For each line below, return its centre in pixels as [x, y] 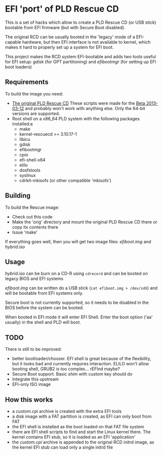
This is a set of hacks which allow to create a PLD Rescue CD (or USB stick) [81, 22]
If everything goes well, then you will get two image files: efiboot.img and [78, 241]
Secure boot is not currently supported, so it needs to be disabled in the [77, 303]
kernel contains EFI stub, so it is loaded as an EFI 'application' [74, 437]
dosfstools [30, 170]
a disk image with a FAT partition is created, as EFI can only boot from [82, 416]
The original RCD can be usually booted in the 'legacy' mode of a [70, 37]
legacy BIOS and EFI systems [34, 279]
